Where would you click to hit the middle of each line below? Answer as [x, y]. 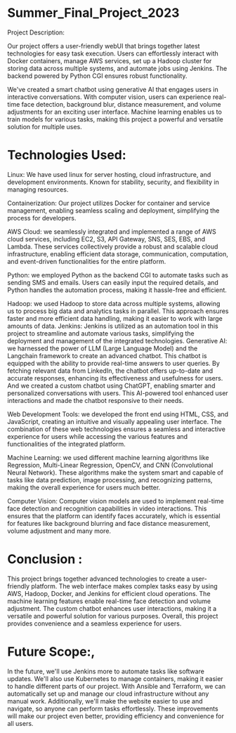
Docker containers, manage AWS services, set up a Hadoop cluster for [110, 60]
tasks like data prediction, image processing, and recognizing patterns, [110, 480]
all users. [20, 723]
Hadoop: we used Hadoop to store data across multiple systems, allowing [114, 303]
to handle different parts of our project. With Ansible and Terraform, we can [117, 686]
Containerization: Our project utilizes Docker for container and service [109, 203]
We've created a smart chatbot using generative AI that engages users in [113, 89]
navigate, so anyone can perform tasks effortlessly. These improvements [113, 708]
